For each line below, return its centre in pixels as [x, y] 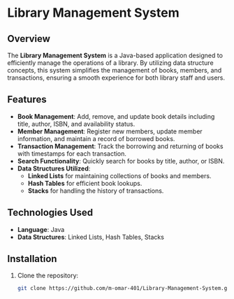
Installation [32, 259]
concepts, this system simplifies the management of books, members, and [115, 70]
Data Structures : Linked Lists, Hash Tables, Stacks [90, 237]
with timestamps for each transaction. [72, 153]
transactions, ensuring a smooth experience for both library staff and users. [116, 78]
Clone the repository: [48, 276]
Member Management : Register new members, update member [110, 131]
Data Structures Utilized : [54, 168]
